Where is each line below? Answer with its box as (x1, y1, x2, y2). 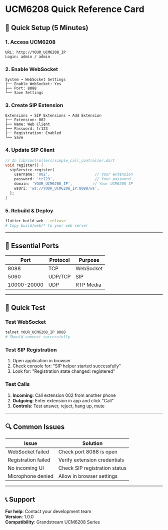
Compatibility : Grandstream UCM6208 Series (5, 519, 100, 525)
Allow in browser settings (58, 473, 118, 480)
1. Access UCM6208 (5, 39, 56, 46)
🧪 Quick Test (5, 303, 45, 312)
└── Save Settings (5, 90, 43, 96)
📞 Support (5, 495, 35, 503)
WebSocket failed (7, 448, 49, 455)
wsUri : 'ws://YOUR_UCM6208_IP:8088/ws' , (14, 186, 99, 191)
